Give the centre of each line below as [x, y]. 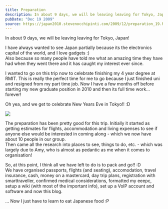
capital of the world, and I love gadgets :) [47, 53]
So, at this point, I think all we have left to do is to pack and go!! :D [73, 165]
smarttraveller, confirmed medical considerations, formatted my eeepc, [78, 181]
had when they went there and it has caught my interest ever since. [74, 63]
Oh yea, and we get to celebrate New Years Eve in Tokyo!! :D [68, 104]
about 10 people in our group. [35, 139]
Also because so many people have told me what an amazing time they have [84, 58]
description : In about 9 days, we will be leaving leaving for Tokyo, [80, 14]
